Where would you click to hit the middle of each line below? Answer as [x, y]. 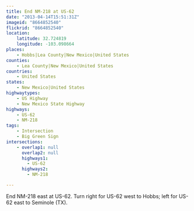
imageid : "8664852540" [34, 22]
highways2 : [35, 169]
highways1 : [35, 158]
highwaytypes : [23, 93]
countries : [19, 71]
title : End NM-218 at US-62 [40, 11]
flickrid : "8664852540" [35, 28]
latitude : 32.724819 [41, 39]
